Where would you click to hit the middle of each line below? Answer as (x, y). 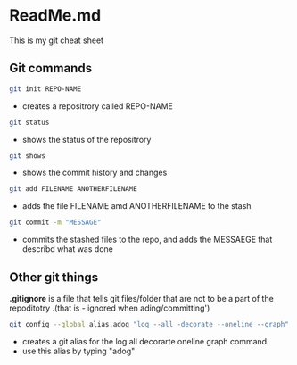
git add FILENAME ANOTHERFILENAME (74, 189)
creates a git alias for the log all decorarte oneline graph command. (145, 341)
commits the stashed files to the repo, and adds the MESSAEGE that (147, 240)
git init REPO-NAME (45, 89)
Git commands (50, 68)
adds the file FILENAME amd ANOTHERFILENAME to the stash (136, 206)
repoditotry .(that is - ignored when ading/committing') (110, 308)
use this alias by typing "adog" (78, 351)
